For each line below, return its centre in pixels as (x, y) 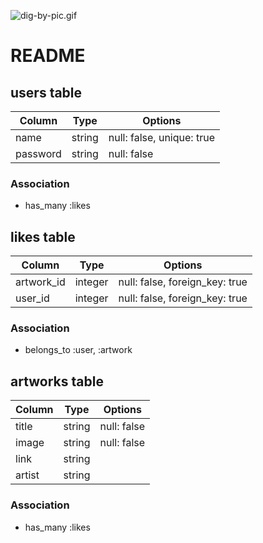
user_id (32, 298)
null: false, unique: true (161, 137)
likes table (43, 236)
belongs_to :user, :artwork (78, 350)
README (48, 56)
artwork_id (40, 282)
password (38, 153)
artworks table (57, 381)
